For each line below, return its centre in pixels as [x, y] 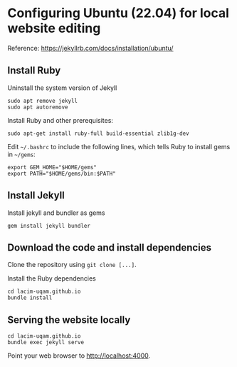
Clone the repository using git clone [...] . [72, 265]
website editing [54, 28]
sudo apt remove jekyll [43, 101]
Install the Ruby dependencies [52, 278]
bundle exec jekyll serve [46, 343]
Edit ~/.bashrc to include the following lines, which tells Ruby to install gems [119, 146]
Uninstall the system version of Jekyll [62, 88]
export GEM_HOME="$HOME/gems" [52, 167]
